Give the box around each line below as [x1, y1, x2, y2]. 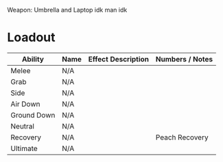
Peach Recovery [155, 133, 209, 142]
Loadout [7, 30, 56, 45]
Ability [21, 54, 45, 64]
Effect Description [88, 54, 150, 64]
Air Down [10, 99, 40, 109]
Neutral [10, 121, 34, 131]
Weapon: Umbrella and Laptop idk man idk [7, 6, 128, 14]
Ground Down [10, 110, 56, 120]
